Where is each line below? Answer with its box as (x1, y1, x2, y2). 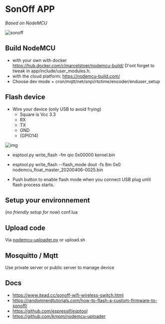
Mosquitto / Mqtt (5, 251, 59, 260)
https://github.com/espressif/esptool (12, 308, 88, 314)
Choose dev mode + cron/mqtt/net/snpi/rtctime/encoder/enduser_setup (12, 78, 161, 84)
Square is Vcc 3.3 (19, 111, 56, 117)
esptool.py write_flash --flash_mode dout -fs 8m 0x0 (12, 161, 121, 167)
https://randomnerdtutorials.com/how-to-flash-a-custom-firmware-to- (12, 297, 158, 303)
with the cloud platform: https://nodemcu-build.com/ (12, 73, 120, 79)
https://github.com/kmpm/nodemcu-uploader (12, 313, 106, 319)
